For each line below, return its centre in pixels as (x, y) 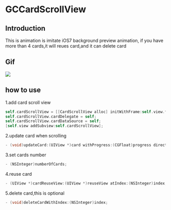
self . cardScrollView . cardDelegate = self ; (51, 116)
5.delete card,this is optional (35, 193)
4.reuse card (19, 174)
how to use (23, 90)
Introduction (25, 28)
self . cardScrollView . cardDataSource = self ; (53, 121)
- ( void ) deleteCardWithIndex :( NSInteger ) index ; (57, 202)
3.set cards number (26, 155)
